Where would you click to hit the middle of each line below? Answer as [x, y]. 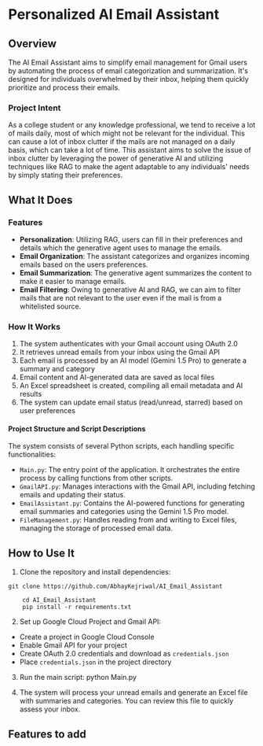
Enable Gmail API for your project [73, 645]
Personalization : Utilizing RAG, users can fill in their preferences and [131, 239]
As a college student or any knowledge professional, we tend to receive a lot [132, 125]
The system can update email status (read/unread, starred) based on [131, 402]
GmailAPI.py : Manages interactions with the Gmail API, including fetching [137, 486]
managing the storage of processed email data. [96, 528]
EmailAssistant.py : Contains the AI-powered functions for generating [132, 503]
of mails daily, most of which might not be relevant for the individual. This [126, 133]
